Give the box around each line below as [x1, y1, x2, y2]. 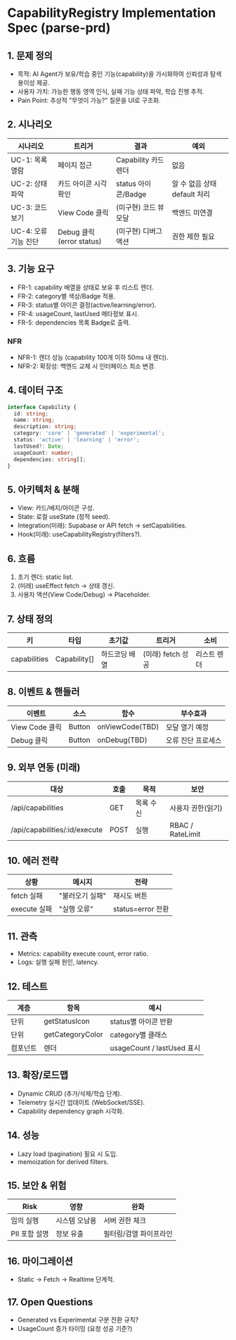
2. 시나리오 [7, 118, 53, 131]
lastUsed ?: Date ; [13, 442, 65, 450]
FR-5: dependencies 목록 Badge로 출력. [17, 318, 131, 327]
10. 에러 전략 [7, 854, 59, 867]
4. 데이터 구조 [7, 384, 63, 396]
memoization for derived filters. [17, 1157, 109, 1166]
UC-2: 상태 [11, 178, 48, 188]
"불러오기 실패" [58, 891, 107, 901]
